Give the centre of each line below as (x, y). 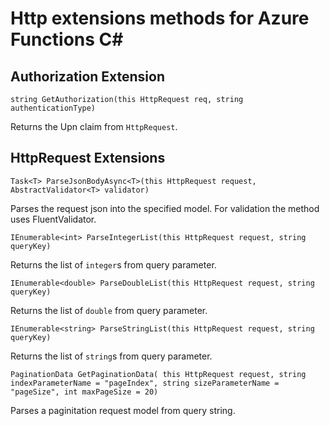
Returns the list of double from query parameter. (109, 310)
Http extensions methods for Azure (160, 18)
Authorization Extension (88, 76)
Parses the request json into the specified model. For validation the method (165, 208)
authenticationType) (53, 108)
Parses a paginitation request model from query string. (123, 410)
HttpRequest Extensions (88, 158)
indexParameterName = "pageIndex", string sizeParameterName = (145, 383)
